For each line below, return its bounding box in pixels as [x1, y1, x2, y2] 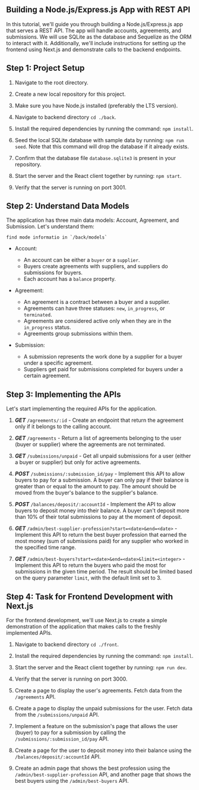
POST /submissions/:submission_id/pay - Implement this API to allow [14, 470, 185, 478]
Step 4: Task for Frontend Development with [6, 591, 173, 601]
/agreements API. [14, 693, 56, 701]
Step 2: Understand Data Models [6, 201, 129, 211]
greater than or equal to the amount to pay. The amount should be [14, 483, 176, 490]
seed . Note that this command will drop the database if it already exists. [14, 143, 189, 150]
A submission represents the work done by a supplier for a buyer [23, 353, 183, 360]
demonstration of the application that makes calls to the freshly [6, 623, 161, 630]
